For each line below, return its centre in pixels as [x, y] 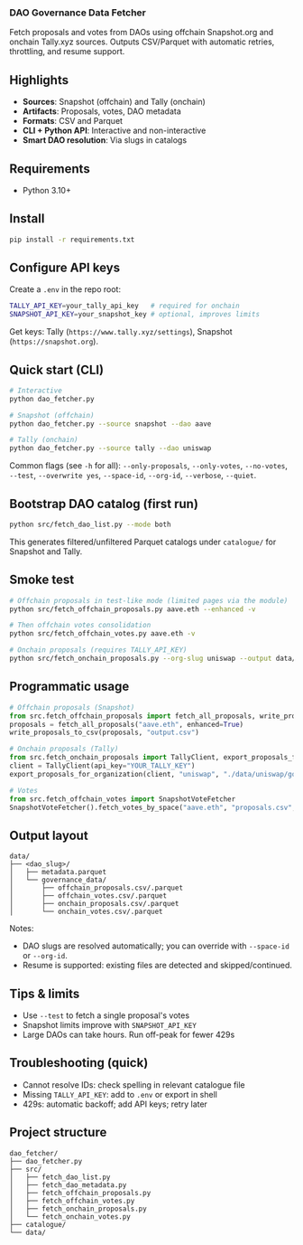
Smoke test [42, 580]
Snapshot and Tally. [46, 551]
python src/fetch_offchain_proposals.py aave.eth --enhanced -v [133, 609]
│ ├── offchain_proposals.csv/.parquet [96, 888]
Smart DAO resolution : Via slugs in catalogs [105, 140]
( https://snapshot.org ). [54, 342]
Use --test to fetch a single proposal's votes [106, 1015]
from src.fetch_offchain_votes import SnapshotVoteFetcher [123, 799]
